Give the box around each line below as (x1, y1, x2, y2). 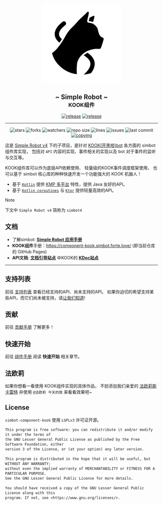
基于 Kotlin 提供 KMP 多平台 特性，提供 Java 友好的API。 (12, 181, 128, 187)
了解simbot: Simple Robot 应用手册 (12, 236, 82, 242)
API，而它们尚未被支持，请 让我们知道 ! (9, 295, 86, 300)
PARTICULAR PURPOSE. (5, 471, 47, 476)
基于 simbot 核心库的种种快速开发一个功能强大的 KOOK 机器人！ (13, 171, 142, 176)
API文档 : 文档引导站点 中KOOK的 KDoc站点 (12, 255, 98, 261)
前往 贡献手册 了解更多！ (5, 324, 54, 330)
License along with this (5, 490, 55, 495)
